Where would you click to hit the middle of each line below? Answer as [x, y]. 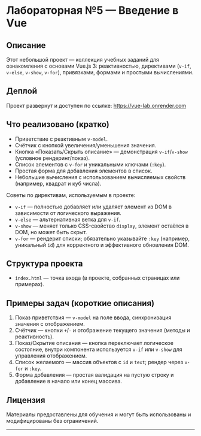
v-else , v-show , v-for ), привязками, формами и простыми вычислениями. [100, 72]
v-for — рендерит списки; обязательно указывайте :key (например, [102, 238]
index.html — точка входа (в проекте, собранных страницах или [97, 278]
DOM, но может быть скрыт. [51, 232]
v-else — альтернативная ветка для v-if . [68, 219]
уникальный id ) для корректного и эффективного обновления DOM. [102, 245]
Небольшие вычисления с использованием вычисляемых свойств [100, 177]
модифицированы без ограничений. [52, 421]
